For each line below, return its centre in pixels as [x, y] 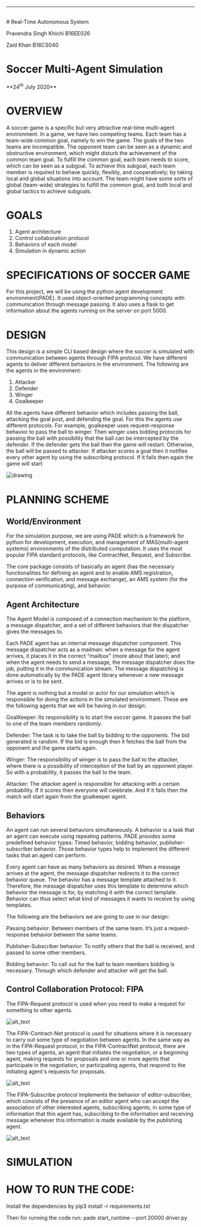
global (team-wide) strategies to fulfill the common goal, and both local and [99, 185]
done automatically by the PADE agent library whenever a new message [95, 675]
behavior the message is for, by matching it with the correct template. [92, 892]
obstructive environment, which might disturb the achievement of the [92, 153]
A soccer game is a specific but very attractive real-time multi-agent [90, 127]
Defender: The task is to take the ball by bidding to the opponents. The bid [98, 735]
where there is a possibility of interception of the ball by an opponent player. [100, 766]
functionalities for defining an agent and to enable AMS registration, [90, 573]
